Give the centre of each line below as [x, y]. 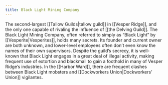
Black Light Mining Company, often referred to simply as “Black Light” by [80, 34]
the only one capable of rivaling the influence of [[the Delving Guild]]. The [81, 29]
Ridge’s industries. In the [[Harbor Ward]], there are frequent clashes [76, 66]
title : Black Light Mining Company [42, 10]
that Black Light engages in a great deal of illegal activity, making [87, 56]
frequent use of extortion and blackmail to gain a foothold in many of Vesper [84, 61]
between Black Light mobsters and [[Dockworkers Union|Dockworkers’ [79, 72]
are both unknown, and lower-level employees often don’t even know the [80, 45]
